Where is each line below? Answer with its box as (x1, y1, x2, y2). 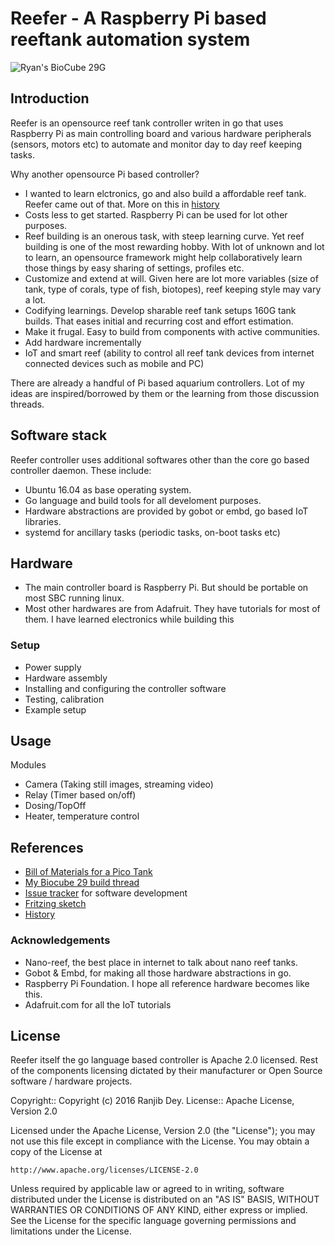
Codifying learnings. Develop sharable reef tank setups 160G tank (24, 304, 297, 316)
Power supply (24, 661, 82, 673)
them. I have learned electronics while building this (24, 613, 235, 626)
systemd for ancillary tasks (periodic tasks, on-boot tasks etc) (24, 526, 281, 538)
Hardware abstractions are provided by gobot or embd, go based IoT (24, 505, 309, 517)
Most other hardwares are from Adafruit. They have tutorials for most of (24, 603, 321, 615)
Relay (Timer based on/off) (24, 789, 137, 801)
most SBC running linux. (24, 592, 125, 604)
